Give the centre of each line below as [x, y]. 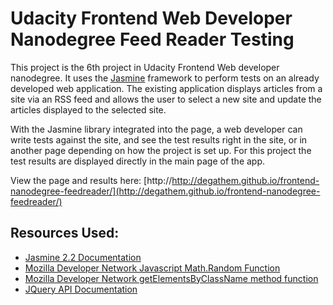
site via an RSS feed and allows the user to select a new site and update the [166, 99]
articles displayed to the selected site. [88, 109]
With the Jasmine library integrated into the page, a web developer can [156, 129]
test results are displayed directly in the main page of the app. [138, 161]
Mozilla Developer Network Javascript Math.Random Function [152, 268]
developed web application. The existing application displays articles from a [166, 88]
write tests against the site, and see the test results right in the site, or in [159, 139]
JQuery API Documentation [81, 289]
